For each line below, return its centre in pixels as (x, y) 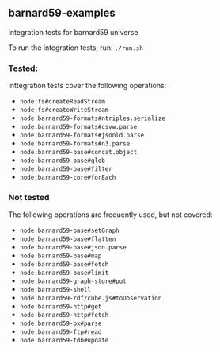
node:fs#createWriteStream (64, 110)
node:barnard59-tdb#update (64, 341)
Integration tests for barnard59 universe (73, 32)
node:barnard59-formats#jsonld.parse (82, 135)
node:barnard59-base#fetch (64, 265)
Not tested (29, 198)
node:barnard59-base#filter (66, 169)
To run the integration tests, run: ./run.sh (76, 48)
